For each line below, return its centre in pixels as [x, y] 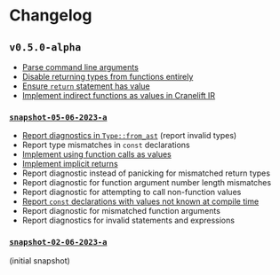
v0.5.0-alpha [45, 47]
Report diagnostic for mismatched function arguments [121, 211]
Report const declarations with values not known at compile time [140, 201]
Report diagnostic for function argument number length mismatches [147, 183]
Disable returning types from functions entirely [108, 77]
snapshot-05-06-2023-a [58, 117]
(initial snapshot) [40, 260]
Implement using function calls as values [96, 154]
